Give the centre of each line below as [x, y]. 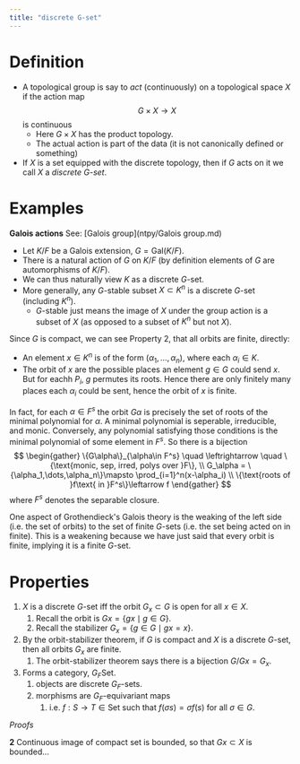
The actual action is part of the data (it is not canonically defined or [159, 143]
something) [57, 152]
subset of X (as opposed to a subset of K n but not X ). [134, 321]
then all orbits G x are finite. [72, 650]
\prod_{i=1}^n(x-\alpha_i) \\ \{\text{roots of [213, 474]
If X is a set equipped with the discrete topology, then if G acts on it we [153, 162]
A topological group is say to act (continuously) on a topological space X [156, 87]
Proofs [21, 725]
